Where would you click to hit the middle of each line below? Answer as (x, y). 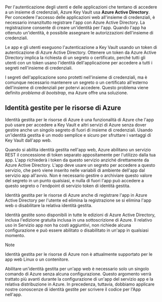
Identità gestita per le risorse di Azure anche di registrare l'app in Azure (76, 195)
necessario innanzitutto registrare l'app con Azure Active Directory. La (75, 22)
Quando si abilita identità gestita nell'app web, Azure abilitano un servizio (78, 149)
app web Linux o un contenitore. (37, 259)
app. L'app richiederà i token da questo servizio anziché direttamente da (77, 160)
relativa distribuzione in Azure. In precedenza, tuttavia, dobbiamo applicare (80, 284)
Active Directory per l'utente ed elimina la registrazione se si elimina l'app (78, 200)
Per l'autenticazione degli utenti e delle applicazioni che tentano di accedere (81, 7)
